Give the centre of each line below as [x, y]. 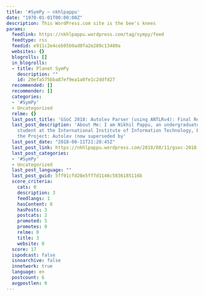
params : [16, 29]
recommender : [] [32, 91]
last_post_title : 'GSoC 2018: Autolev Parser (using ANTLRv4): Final [101, 119]
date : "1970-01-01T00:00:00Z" [45, 18]
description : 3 [36, 193]
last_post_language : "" [42, 170]
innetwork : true [32, 266]
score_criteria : [32, 182]
